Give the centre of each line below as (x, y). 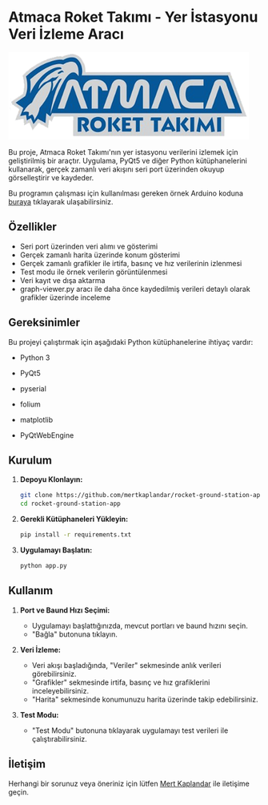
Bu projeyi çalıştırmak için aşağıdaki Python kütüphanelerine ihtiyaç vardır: (131, 342)
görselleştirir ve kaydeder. (51, 177)
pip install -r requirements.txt (76, 535)
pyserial (33, 388)
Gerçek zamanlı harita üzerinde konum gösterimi (100, 255)
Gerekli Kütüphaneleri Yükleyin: (74, 519)
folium (30, 404)
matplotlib (36, 419)
